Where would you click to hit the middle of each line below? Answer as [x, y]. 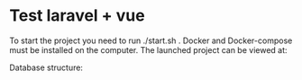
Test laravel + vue [78, 16]
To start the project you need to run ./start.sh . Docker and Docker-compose [151, 40]
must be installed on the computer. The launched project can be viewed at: [148, 49]
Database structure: [46, 67]
